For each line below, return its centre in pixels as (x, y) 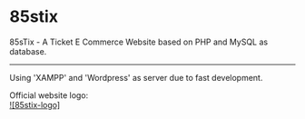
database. (28, 51)
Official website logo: (49, 95)
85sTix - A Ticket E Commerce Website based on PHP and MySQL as (139, 42)
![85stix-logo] (35, 104)
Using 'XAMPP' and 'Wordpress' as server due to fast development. (136, 77)
